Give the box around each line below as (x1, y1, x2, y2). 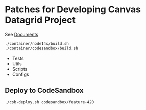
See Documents (5, 31, 39, 37)
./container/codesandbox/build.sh (5, 46, 79, 51)
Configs (12, 71, 29, 77)
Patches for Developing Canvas (5, 4, 141, 15)
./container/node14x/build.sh (5, 41, 69, 46)
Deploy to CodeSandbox (5, 86, 84, 95)
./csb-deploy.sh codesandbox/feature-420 (5, 99, 94, 105)
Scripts (12, 66, 28, 72)
